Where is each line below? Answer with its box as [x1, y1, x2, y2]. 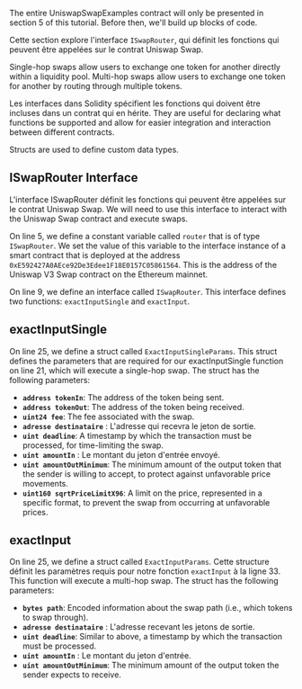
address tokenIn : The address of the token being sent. [22, 391, 225, 403]
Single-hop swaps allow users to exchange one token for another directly [9, 62, 281, 72]
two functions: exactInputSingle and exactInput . [9, 296, 191, 307]
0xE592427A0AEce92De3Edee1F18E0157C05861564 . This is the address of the [9, 259, 277, 270]
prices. [22, 506, 49, 517]
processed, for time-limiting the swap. [22, 440, 164, 451]
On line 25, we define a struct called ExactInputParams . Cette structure [9, 557, 270, 568]
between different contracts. [9, 127, 115, 138]
